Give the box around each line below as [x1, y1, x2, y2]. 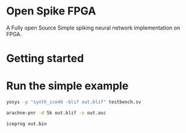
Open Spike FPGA [6, 4, 96, 18]
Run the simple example [6, 79, 129, 93]
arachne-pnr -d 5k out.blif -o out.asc [6, 110, 107, 116]
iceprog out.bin [6, 120, 47, 127]
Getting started [6, 52, 84, 66]
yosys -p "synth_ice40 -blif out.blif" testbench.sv [6, 99, 141, 105]
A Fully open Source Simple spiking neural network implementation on [6, 24, 181, 31]
